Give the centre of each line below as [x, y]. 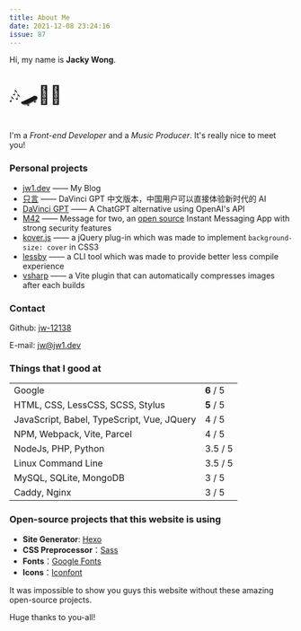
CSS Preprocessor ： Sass [70, 549]
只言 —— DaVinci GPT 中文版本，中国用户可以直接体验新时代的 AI [144, 198]
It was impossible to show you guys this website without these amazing [142, 590]
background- [270, 238]
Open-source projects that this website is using [115, 520]
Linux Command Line [58, 463]
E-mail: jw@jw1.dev [45, 345]
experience [43, 266]
